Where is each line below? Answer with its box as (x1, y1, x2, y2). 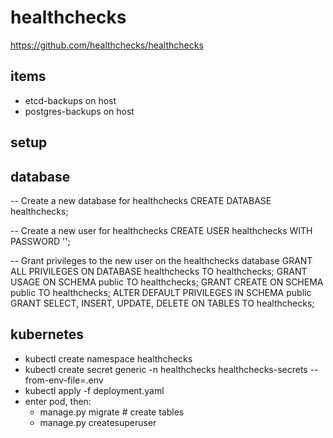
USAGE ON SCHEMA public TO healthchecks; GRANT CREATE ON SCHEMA (10, 276, 324, 288)
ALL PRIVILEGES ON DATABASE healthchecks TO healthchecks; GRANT (10, 265, 308, 277)
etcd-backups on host (24, 94, 117, 106)
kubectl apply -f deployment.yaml (24, 384, 165, 396)
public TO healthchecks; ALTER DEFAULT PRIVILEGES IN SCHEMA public (10, 286, 312, 298)
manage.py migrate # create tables (39, 406, 185, 418)
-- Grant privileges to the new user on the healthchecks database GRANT (10, 254, 313, 266)
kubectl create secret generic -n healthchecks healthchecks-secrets (24, 363, 308, 375)
